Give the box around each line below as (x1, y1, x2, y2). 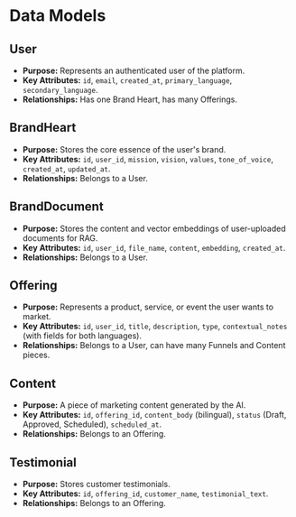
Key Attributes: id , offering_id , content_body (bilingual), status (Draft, (22, 410, 287, 420)
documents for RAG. (22, 232, 98, 244)
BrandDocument (9, 199, 104, 215)
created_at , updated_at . (22, 163, 111, 174)
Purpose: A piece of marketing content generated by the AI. (22, 400, 246, 411)
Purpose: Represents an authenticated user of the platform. (22, 65, 245, 76)
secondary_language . (22, 85, 98, 95)
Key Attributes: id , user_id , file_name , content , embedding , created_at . (22, 242, 286, 253)
